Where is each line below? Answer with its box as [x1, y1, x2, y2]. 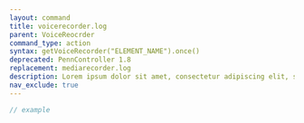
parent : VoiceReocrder [9, 30, 95, 39]
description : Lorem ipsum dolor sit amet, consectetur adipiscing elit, [9, 72, 290, 81]
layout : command [9, 13, 71, 23]
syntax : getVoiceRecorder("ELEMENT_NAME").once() [9, 47, 201, 56]
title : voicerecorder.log [9, 22, 107, 31]
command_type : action [9, 38, 91, 48]
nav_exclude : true [9, 80, 79, 90]
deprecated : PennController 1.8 [9, 55, 131, 64]
